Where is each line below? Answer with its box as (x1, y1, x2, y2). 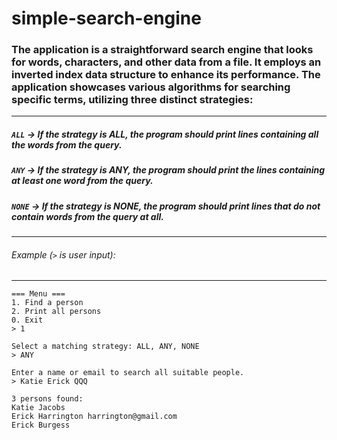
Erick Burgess (11, 420, 71, 431)
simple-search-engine (11, 7, 202, 30)
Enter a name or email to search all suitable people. (11, 368, 245, 378)
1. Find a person (11, 298, 84, 308)
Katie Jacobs (11, 403, 66, 413)
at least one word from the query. (11, 175, 154, 187)
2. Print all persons (11, 307, 102, 317)
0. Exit (11, 315, 44, 326)
